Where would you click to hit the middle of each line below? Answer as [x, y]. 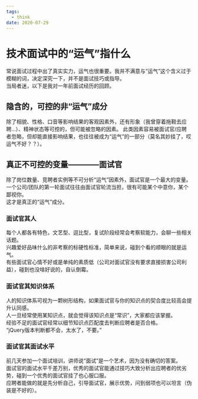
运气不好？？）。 [26, 144]
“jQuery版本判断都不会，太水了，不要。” [54, 330]
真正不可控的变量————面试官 [64, 164]
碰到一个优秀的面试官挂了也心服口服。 [63, 375]
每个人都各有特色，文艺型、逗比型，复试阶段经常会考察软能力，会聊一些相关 [99, 233]
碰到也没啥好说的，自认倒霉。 [55, 270]
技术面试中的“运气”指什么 [69, 53]
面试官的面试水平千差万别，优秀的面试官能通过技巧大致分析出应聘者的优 [94, 368]
